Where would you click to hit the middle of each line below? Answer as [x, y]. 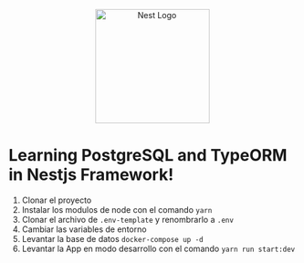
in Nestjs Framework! [91, 175]
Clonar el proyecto [57, 200]
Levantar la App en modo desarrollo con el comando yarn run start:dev [158, 248]
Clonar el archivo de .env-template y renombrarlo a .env [128, 219]
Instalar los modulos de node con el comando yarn [117, 209]
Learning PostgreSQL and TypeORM [148, 156]
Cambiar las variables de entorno [84, 229]
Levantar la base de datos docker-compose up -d [112, 238]
